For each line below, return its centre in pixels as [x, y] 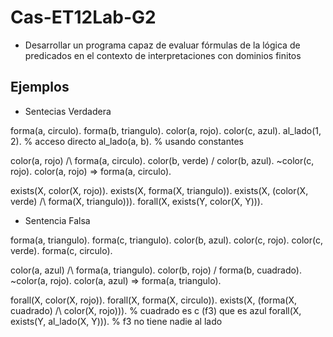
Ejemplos [40, 87]
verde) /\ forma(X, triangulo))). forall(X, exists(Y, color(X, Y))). [136, 201]
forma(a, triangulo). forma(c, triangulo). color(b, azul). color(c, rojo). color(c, [166, 240]
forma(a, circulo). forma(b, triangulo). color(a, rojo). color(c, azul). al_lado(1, [166, 130]
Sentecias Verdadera [68, 111]
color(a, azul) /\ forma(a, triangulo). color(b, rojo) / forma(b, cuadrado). [156, 270]
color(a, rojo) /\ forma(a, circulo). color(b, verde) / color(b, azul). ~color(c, [162, 160]
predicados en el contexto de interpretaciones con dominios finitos [163, 55]
